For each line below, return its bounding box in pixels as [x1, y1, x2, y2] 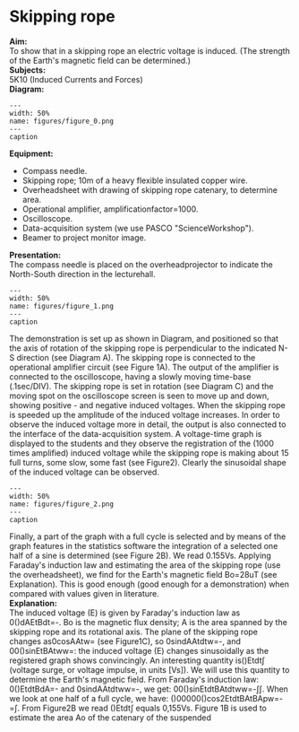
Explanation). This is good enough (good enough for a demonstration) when [9, 579, 289, 589]
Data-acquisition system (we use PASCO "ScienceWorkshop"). [21, 222, 254, 233]
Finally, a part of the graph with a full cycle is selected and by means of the [9, 531, 286, 542]
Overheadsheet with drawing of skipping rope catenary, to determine [21, 184, 278, 195]
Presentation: [9, 249, 61, 260]
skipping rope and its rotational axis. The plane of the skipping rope [9, 626, 258, 637]
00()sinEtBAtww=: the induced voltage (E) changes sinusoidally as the [9, 645, 269, 656]
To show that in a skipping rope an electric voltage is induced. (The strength [9, 45, 291, 56]
